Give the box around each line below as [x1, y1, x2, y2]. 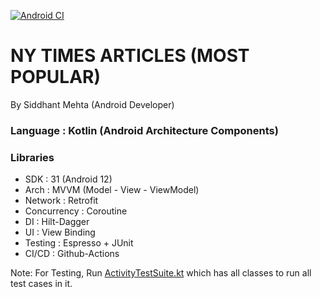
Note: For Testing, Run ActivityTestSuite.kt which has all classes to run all [10, 267, 312, 279]
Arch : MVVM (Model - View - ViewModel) [24, 184, 200, 196]
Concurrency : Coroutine [24, 205, 128, 217]
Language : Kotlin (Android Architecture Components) [10, 123, 279, 137]
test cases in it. [10, 278, 73, 290]
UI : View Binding [24, 226, 96, 239]
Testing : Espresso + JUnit [24, 237, 134, 249]
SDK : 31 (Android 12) [24, 173, 113, 185]
